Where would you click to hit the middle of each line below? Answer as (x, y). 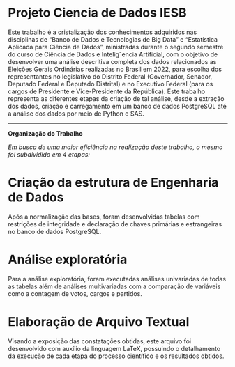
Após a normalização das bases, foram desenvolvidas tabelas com (104, 217)
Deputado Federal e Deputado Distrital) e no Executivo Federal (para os (111, 84)
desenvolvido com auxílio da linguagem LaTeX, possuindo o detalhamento (114, 348)
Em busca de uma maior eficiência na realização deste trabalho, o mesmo (115, 147)
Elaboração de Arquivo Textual (99, 322)
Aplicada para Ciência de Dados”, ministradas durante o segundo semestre (116, 47)
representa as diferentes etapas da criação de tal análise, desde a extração (116, 98)
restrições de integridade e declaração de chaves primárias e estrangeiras (115, 224)
